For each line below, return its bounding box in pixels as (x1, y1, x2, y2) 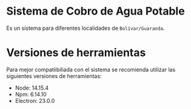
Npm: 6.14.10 (15, 90, 47, 98)
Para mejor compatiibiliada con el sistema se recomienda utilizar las (6, 66, 176, 73)
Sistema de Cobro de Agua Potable (6, 4, 185, 18)
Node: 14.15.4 (15, 84, 49, 91)
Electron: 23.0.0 (15, 97, 55, 104)
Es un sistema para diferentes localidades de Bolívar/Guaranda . (6, 24, 165, 32)
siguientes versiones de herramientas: (6, 72, 102, 80)
